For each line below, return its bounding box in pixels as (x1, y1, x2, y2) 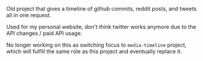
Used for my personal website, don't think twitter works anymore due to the (6, 24, 196, 30)
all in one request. (6, 11, 52, 19)
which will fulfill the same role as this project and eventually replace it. (6, 48, 182, 55)
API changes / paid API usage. (6, 30, 82, 37)
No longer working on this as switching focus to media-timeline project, (6, 42, 187, 48)
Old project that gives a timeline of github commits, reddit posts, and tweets (6, 5, 197, 12)
